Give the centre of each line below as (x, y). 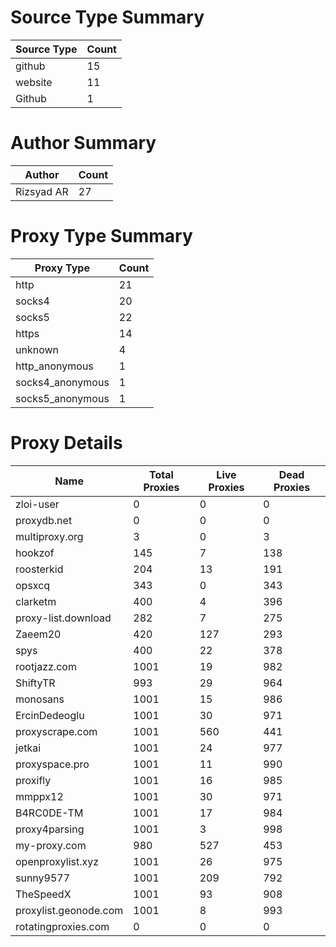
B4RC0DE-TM (49, 813)
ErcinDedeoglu (50, 715)
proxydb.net (44, 520)
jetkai (28, 748)
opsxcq (33, 585)
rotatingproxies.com (62, 926)
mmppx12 (39, 796)
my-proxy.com (51, 845)
